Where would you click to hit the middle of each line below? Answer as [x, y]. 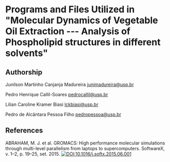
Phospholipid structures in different [83, 42]
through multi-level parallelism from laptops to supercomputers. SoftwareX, [85, 148]
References [24, 130]
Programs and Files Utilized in [70, 10]
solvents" [27, 53]
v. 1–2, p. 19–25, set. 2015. [33, 154]
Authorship [24, 72]
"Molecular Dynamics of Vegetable [82, 20]
